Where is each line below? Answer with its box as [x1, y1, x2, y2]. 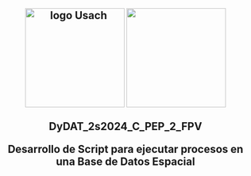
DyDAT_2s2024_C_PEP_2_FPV [48, 120, 203, 133]
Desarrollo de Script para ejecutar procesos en [7, 143, 244, 156]
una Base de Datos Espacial [56, 155, 195, 169]
